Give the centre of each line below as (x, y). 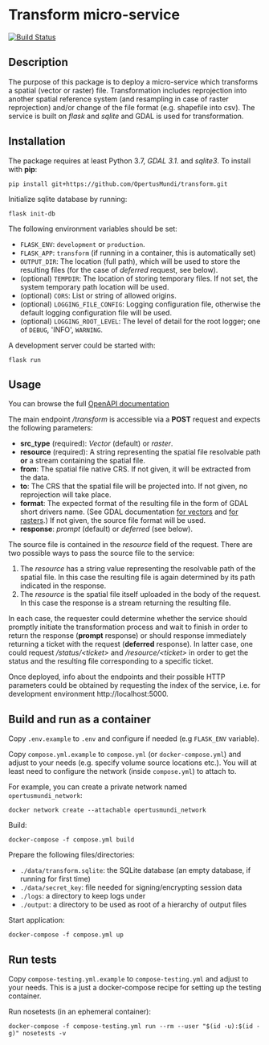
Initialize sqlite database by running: (68, 199)
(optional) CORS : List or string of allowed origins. (98, 295)
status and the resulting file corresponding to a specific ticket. (111, 661)
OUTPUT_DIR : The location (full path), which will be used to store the (130, 261)
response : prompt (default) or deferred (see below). (106, 529)
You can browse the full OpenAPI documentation (89, 404)
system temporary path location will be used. (94, 286)
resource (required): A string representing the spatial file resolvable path (140, 452)
